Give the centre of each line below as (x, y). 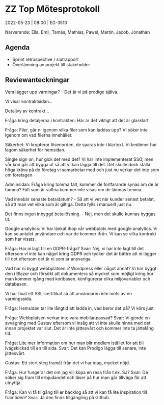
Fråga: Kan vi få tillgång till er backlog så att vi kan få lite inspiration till (76, 392)
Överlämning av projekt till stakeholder (51, 64)
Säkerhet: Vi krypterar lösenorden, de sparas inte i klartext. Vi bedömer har (81, 144)
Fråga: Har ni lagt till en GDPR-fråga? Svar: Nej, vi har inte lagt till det (74, 248)
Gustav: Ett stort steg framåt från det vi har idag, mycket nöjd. (68, 363)
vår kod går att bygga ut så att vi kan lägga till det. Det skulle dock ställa (78, 164)
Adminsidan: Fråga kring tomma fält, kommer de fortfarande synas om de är (82, 184)
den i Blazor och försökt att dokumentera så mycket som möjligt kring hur (79, 274)
